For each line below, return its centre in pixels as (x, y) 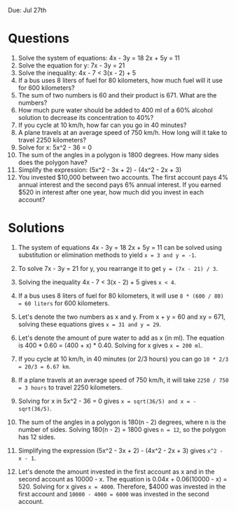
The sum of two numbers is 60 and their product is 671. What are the (117, 95)
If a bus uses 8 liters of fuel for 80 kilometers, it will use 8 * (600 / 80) (121, 296)
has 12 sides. (37, 437)
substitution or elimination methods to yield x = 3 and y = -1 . (107, 255)
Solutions (36, 228)
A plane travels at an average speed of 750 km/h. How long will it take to (123, 132)
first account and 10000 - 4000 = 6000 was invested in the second (113, 493)
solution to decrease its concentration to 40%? (86, 117)
